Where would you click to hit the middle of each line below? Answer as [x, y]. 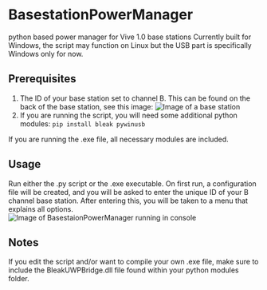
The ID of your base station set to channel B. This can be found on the [135, 98]
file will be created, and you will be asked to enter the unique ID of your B [128, 192]
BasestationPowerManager [101, 15]
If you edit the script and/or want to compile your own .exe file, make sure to [133, 262]
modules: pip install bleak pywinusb [82, 123]
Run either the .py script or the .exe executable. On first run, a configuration [132, 183]
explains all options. [41, 209]
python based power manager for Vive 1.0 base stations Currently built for [130, 37]
